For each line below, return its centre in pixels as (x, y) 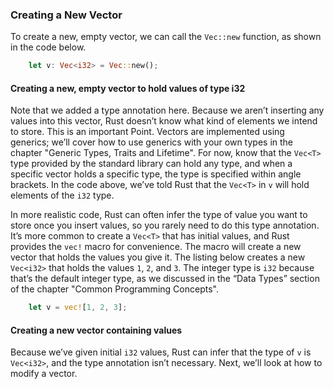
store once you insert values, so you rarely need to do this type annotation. (165, 225)
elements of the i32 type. (62, 195)
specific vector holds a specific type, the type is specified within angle (156, 174)
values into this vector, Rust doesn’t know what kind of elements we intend (164, 121)
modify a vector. (44, 374)
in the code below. (48, 47)
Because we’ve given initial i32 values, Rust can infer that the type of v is (161, 352)
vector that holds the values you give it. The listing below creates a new (158, 257)
